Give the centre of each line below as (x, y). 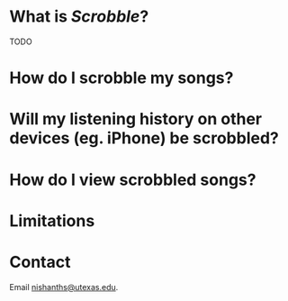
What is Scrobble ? (79, 17)
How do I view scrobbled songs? (133, 180)
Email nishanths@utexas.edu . (64, 287)
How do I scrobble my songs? (121, 78)
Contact (40, 262)
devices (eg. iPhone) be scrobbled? (144, 138)
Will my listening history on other (136, 119)
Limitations (52, 220)
